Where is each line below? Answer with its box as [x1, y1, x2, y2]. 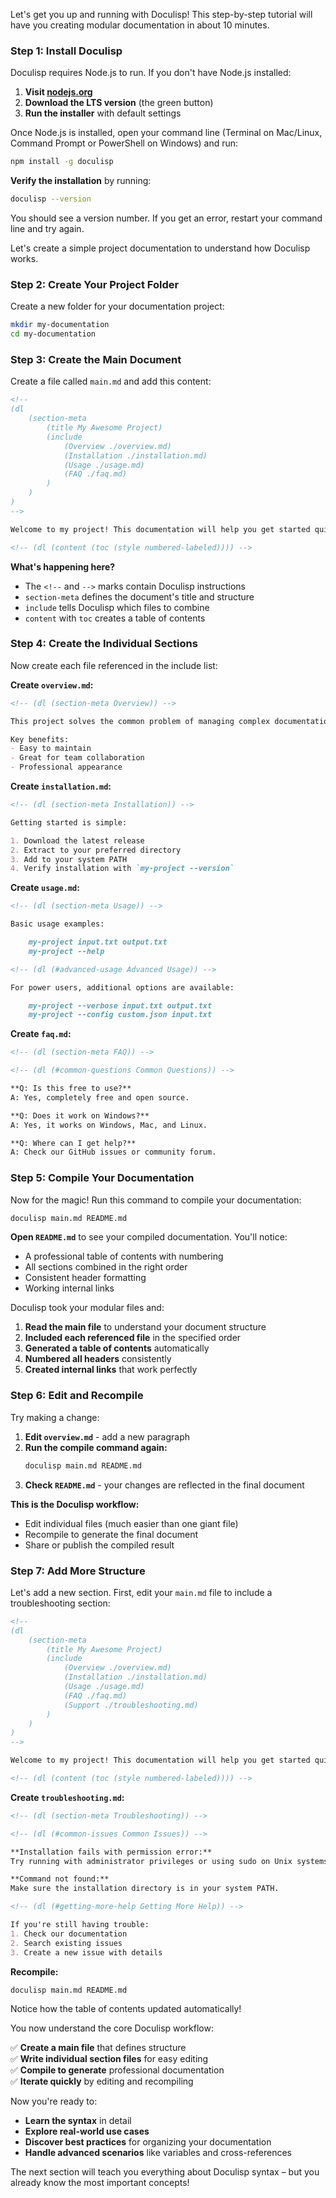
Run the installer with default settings [24, 107, 182, 119]
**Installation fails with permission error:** [10, 1847, 213, 1857]
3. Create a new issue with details [10, 1947, 163, 1958]
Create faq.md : [10, 1028, 72, 1040]
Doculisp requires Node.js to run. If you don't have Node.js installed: [10, 67, 292, 79]
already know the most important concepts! [10, 2177, 190, 2189]
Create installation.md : [10, 780, 112, 793]
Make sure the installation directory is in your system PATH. [10, 1884, 280, 1894]
